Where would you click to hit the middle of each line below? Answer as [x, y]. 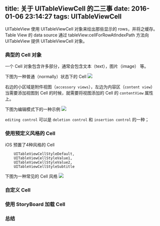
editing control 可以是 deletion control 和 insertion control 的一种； [77, 120]
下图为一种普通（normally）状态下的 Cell [46, 77]
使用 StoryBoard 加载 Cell [35, 204]
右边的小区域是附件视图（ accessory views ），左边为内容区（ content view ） [80, 87]
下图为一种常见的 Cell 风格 [32, 177]
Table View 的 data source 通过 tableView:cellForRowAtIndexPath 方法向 [77, 35]
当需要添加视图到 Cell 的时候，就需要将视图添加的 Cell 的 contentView [74, 93]
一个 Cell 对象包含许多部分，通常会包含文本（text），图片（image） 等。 [77, 66]
